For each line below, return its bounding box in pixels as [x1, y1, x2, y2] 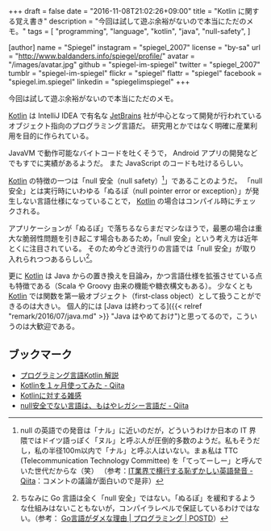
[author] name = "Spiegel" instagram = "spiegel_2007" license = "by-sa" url [8, 43, 261, 52]
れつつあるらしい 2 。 [29, 252, 97, 263]
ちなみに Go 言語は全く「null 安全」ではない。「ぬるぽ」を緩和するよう [19, 493, 256, 503]
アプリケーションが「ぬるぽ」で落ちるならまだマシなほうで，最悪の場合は [8, 223, 256, 233]
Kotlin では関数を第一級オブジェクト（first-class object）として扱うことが [8, 291, 255, 301]
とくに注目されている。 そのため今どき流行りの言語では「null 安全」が [8, 243, 243, 253]
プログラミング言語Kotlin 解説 [19, 370, 119, 381]
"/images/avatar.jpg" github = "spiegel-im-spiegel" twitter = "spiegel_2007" [8, 60, 261, 70]
